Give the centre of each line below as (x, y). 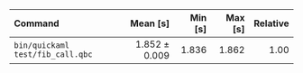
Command (37, 23)
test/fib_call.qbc (53, 55)
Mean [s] (150, 23)
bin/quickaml (42, 46)
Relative (271, 23)
